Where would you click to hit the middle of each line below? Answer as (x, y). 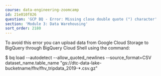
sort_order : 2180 (23, 28)
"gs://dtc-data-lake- (81, 63)
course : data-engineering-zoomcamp (42, 10)
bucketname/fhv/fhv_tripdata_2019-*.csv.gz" (52, 68)
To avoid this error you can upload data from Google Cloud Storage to (77, 42)
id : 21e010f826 (21, 14)
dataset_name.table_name (32, 63)
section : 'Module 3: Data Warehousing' (47, 24)
